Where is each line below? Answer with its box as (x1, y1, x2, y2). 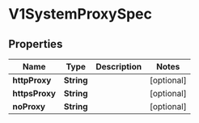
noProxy (12, 101, 46, 112)
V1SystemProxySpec (8, 5, 152, 23)
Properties (8, 37, 63, 51)
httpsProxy (12, 88, 57, 99)
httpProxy (12, 74, 52, 86)
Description (95, 61, 142, 72)
